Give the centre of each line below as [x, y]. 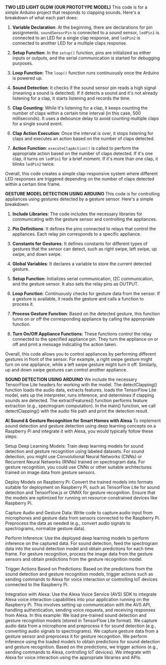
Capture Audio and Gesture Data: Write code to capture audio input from [79, 513]
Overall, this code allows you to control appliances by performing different [81, 354]
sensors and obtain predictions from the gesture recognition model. [74, 559]
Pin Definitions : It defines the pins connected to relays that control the [84, 229]
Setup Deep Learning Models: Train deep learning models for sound [74, 446]
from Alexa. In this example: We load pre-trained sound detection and [76, 615]
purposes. [23, 63]
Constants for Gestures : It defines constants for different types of [80, 243]
